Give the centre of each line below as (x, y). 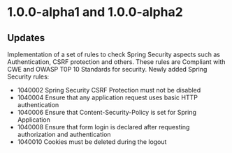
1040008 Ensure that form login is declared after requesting (103, 127)
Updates (26, 38)
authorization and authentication (64, 134)
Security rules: (28, 76)
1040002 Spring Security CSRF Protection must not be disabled (109, 90)
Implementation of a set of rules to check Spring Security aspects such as (114, 54)
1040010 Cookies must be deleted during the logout (92, 142)
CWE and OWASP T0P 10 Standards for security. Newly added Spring (107, 69)
